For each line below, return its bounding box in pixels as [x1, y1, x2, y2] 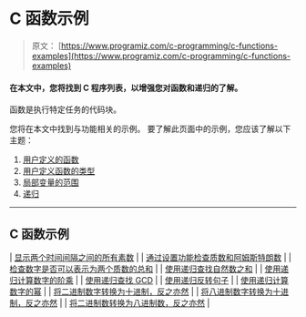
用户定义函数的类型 [22, 166, 96, 177]
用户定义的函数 [22, 154, 79, 165]
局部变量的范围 [22, 177, 79, 188]
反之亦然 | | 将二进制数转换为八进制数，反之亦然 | [25, 297, 210, 308]
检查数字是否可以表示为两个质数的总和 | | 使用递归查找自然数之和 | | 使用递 [9, 263, 290, 274]
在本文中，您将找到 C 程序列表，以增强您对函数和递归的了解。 [9, 82, 243, 93]
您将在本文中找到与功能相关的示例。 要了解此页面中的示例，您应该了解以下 [9, 124, 291, 135]
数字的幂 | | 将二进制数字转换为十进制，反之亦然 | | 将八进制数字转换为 [9, 286, 273, 297]
